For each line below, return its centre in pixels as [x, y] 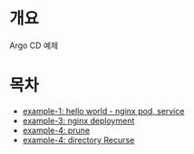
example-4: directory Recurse [78, 140]
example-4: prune [56, 130]
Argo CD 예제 [34, 45]
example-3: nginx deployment [78, 120]
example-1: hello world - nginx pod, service [103, 111]
